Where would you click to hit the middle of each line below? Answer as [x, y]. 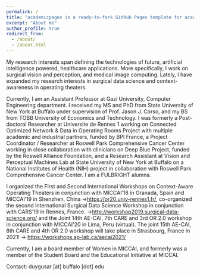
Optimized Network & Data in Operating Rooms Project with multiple [90, 130]
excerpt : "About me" [32, 23]
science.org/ [22, 218]
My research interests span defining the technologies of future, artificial [94, 62]
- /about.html [29, 45]
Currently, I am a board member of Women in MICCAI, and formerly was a [97, 249]
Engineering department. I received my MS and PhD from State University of [100, 105]
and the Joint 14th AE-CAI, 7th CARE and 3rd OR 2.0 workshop [115, 218]
